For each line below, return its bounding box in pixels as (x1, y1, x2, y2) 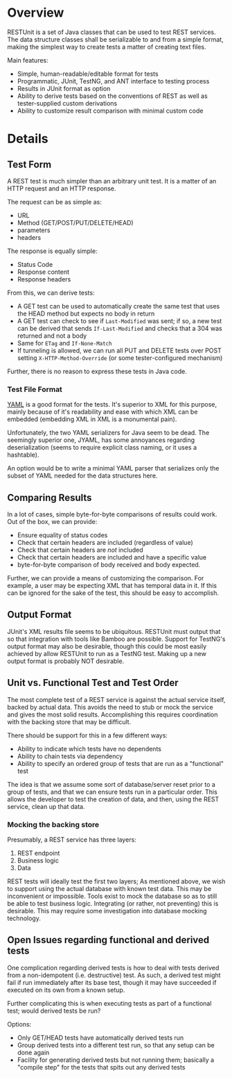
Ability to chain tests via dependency (17, 752, 123, 760)
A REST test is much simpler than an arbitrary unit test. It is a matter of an (7, 177, 217, 185)
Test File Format (7, 384, 62, 394)
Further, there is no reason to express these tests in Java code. (7, 367, 187, 375)
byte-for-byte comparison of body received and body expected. (17, 561, 201, 569)
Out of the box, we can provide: (7, 518, 98, 526)
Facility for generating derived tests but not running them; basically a (17, 1055, 215, 1064)
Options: (7, 1020, 32, 1028)
